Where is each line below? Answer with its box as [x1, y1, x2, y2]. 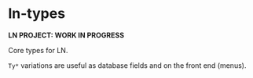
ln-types [8, 5, 65, 23]
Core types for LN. [8, 45, 68, 55]
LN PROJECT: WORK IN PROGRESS [8, 30, 124, 40]
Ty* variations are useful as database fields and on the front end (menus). [8, 60, 247, 70]
